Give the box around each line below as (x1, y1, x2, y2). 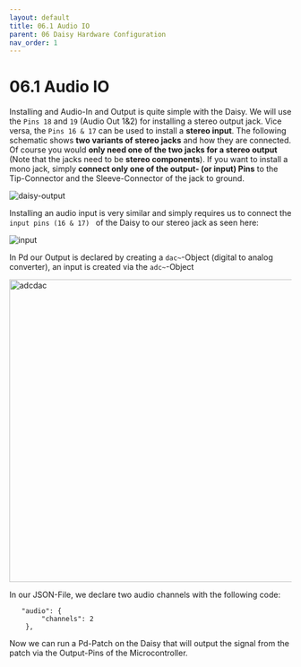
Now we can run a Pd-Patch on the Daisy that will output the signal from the (9, 638, 289, 649)
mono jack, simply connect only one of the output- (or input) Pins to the (9, 163, 279, 175)
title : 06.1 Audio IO (9, 22, 90, 30)
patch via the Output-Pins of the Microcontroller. (9, 647, 188, 659)
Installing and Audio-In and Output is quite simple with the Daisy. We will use (9, 107, 292, 117)
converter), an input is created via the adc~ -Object (9, 262, 194, 273)
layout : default (9, 13, 70, 22)
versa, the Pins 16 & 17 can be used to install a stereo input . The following (9, 126, 287, 136)
